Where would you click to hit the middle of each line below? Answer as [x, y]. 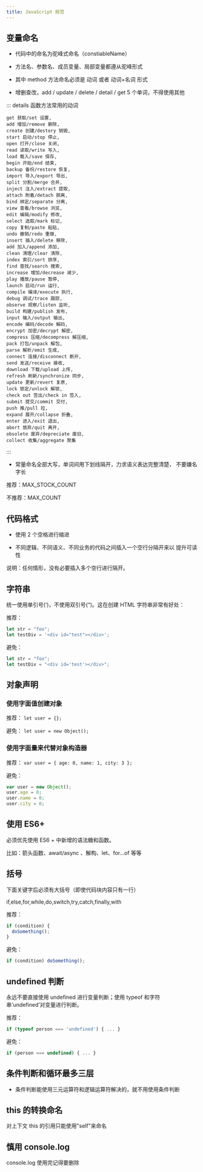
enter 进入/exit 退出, [33, 421]
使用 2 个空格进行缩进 [42, 534]
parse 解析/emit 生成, [33, 350]
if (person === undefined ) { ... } [51, 1053]
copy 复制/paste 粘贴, [33, 228]
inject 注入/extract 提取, [38, 189]
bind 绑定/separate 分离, [37, 202]
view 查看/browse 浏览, [34, 208]
